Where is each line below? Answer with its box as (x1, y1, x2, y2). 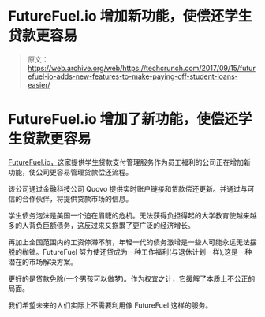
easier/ (27, 80, 50, 89)
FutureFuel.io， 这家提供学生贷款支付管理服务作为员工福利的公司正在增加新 (8, 157, 251, 166)
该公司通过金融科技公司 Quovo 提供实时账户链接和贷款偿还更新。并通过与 (8, 184, 248, 193)
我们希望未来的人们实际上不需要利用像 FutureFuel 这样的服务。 (8, 300, 213, 310)
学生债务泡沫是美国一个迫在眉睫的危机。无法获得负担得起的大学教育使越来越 (8, 211, 257, 220)
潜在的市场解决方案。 (8, 257, 77, 267)
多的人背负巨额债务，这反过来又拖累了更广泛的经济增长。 (8, 220, 195, 229)
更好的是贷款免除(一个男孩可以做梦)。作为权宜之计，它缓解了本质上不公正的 (8, 274, 256, 283)
